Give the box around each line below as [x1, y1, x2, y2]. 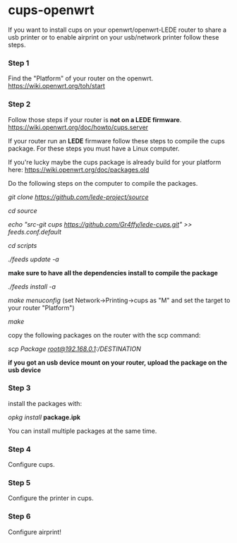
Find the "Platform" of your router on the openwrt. [8, 74, 154, 83]
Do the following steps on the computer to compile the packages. [8, 179, 198, 187]
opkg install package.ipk [8, 412, 80, 422]
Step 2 [8, 100, 31, 109]
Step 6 [8, 511, 31, 521]
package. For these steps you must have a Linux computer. [8, 144, 180, 153]
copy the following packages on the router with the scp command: [8, 330, 201, 339]
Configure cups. [8, 460, 55, 469]
